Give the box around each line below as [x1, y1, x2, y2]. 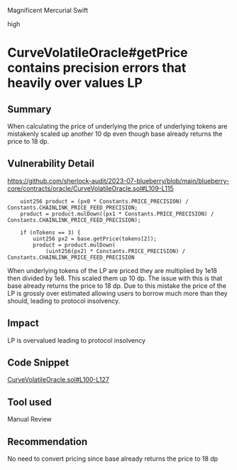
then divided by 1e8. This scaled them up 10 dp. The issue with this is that [7, 274, 223, 282]
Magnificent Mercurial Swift [7, 6, 89, 14]
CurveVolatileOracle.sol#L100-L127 [7, 375, 110, 384]
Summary [7, 103, 52, 115]
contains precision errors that [7, 60, 187, 76]
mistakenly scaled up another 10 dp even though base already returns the [7, 129, 223, 138]
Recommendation [7, 435, 87, 447]
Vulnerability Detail [7, 158, 94, 170]
